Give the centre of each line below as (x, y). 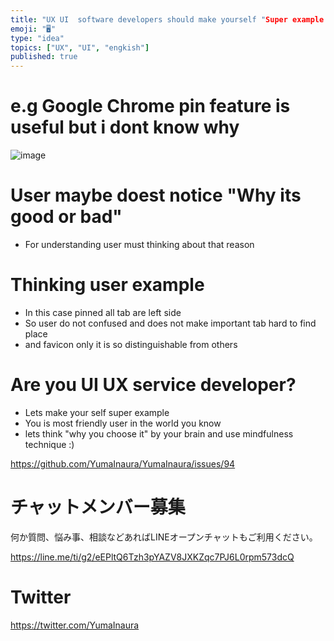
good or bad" (66, 217)
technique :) (49, 444)
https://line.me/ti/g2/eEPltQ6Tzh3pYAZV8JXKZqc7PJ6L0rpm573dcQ (152, 557)
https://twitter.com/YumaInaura (75, 625)
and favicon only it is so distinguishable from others (131, 344)
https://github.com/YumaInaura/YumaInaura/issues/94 (123, 463)
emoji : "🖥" (33, 29)
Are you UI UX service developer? (153, 385)
